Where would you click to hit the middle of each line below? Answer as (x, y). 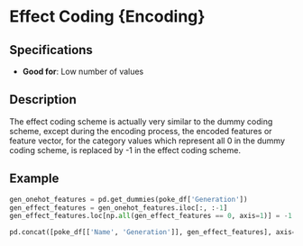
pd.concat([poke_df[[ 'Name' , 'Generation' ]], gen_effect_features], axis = (153, 232)
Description (43, 100)
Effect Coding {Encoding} (107, 17)
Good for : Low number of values (83, 71)
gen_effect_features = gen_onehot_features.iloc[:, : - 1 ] (119, 208)
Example (34, 179)
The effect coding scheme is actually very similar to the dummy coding (141, 121)
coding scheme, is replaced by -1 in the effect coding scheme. (125, 150)
